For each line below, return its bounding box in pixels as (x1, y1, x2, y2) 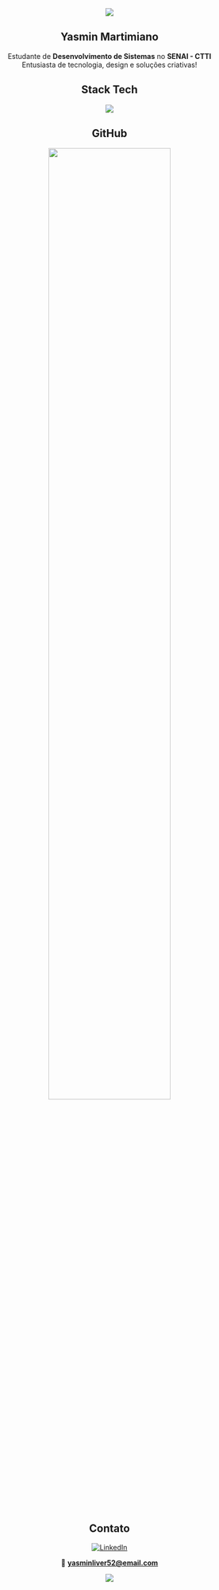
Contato (89, 1521, 130, 1535)
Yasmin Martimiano (60, 30, 159, 44)
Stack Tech (81, 83, 138, 96)
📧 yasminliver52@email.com (60, 1558, 159, 1568)
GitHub (91, 127, 128, 140)
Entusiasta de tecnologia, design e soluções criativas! (21, 60, 198, 69)
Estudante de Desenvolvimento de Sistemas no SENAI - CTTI (7, 51, 212, 61)
